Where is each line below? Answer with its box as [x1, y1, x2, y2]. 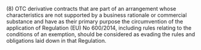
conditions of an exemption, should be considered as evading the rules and [6, 31, 196, 38]
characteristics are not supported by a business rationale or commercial [6, 11, 187, 19]
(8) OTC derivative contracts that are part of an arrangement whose [6, 5, 177, 12]
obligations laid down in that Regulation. [6, 37, 107, 44]
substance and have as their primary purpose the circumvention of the [6, 18, 184, 25]
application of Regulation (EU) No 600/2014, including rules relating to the [6, 24, 192, 31]
